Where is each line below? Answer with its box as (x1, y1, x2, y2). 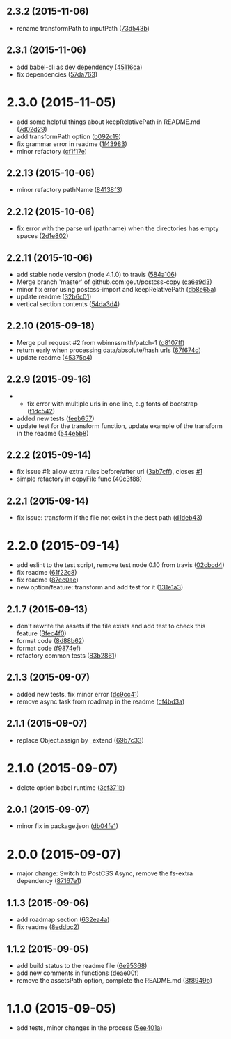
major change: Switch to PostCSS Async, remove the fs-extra (16, 869, 193, 878)
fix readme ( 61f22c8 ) (16, 569, 77, 577)
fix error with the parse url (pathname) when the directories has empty (16, 224, 219, 232)
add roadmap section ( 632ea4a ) (16, 915, 110, 924)
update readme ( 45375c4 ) (16, 353, 93, 361)
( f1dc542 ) (26, 406, 56, 415)
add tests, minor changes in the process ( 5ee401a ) (16, 1023, 163, 1032)
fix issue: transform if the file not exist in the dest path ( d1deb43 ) (16, 514, 203, 522)
